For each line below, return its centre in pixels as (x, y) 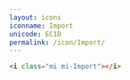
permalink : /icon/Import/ (57, 42)
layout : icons (36, 17)
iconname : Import (41, 26)
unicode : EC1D (36, 34)
